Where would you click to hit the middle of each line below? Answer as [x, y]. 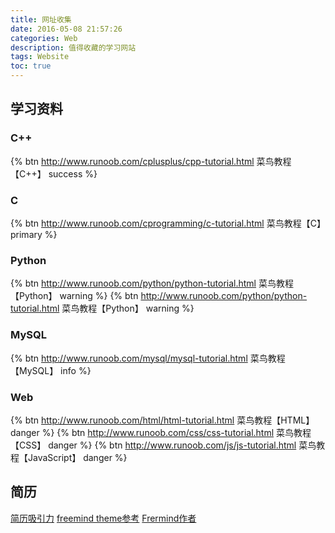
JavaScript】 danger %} [77, 457]
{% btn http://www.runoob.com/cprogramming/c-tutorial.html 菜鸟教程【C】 [168, 223]
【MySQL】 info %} [51, 370]
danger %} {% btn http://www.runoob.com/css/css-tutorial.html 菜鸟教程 [161, 432]
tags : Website [40, 57]
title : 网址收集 [41, 19]
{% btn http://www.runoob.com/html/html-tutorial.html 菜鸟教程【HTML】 [162, 420]
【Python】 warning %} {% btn [74, 296]
